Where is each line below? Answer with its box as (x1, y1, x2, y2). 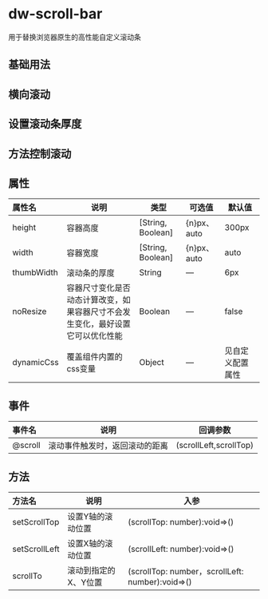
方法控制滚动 (8, 147, 72, 161)
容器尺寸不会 (74, 307, 123, 318)
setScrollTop (12, 516, 60, 527)
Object (139, 357, 165, 368)
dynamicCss (12, 357, 59, 368)
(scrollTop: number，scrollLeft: (127, 565, 244, 577)
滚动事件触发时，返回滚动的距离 (48, 440, 169, 451)
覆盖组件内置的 (66, 351, 123, 363)
